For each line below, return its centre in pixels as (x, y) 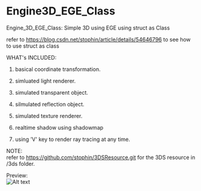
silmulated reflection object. (49, 104)
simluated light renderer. (45, 81)
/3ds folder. (21, 163)
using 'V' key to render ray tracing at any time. (73, 139)
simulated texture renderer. (49, 116)
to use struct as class (33, 46)
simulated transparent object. (52, 92)
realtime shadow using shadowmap (59, 127)
